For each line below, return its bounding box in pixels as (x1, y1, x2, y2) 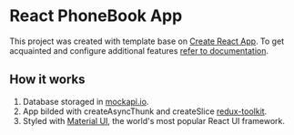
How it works (9, 72, 86, 88)
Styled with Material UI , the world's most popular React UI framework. (22, 115, 285, 126)
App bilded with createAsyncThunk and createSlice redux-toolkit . (22, 106, 268, 117)
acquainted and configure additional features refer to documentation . (9, 45, 269, 56)
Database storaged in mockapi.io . (22, 96, 149, 107)
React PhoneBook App (9, 5, 183, 26)
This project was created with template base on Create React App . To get (9, 36, 285, 47)
